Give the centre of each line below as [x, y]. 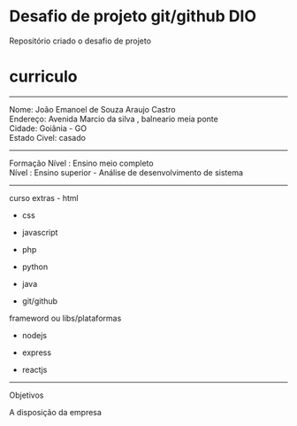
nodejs [34, 335]
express [36, 352]
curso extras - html [44, 198]
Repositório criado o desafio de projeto [80, 41]
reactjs [34, 369]
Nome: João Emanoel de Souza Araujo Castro [92, 109]
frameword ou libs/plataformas [65, 318]
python [35, 267]
